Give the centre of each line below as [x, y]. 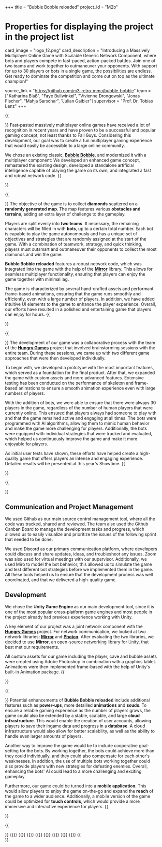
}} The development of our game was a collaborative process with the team [80, 342]
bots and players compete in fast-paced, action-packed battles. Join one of [80, 61]
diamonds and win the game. [34, 254]
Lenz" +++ [16, 106]
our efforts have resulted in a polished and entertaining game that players [78, 309]
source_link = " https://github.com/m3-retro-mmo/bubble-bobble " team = [78, 90]
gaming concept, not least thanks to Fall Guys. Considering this [68, 135]
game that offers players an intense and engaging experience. [81, 458]
